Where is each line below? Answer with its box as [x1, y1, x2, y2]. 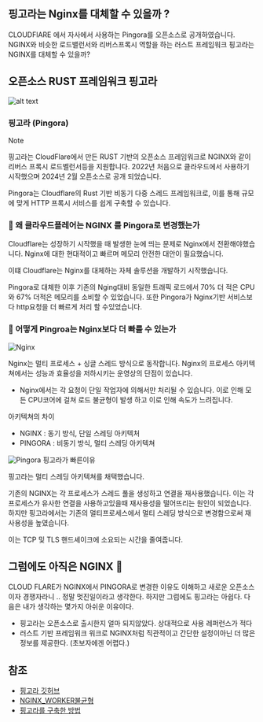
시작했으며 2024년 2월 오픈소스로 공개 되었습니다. [8, 172, 162, 181]
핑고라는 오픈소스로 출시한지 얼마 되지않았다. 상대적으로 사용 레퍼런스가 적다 [19, 619, 253, 628]
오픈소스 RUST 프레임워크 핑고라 [8, 75, 158, 88]
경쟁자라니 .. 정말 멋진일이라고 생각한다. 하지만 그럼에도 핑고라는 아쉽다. [22, 592, 243, 602]
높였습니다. [35, 518, 69, 528]
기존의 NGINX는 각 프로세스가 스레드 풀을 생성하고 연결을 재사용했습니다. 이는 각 [8, 488, 254, 498]
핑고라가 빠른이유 [42, 455, 96, 465]
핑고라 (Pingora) [8, 117, 69, 128]
